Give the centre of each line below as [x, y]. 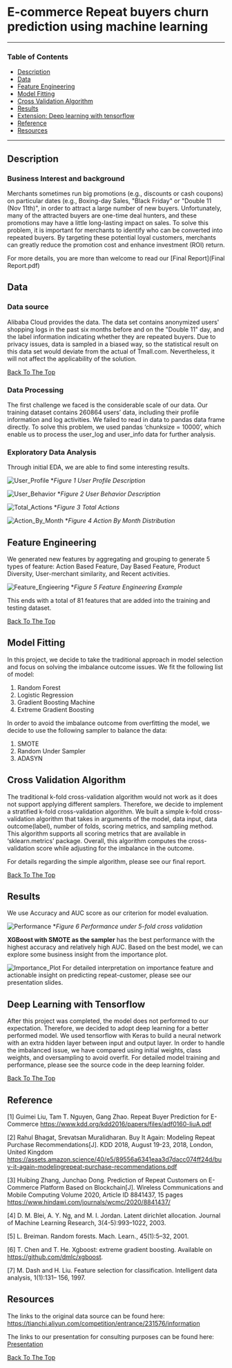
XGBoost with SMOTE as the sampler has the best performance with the [111, 940]
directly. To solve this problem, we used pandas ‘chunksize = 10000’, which [114, 427]
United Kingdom [30, 1152]
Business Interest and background [66, 178]
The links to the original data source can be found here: [86, 1316]
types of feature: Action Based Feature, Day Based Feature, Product [104, 566]
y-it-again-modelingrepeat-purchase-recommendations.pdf [92, 1167]
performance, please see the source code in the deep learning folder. [106, 1065]
